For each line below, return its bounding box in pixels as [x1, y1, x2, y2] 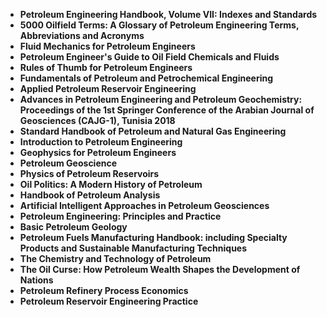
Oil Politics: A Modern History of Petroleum [19, 179, 203, 190]
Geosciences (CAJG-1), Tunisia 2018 [19, 115, 176, 126]
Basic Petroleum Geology [19, 221, 128, 233]
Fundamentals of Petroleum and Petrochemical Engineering [19, 72, 274, 84]
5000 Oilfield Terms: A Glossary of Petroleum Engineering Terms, [19, 19, 300, 31]
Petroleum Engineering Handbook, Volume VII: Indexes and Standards [19, 9, 318, 20]
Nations [19, 274, 54, 286]
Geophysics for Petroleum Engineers [19, 147, 177, 158]
